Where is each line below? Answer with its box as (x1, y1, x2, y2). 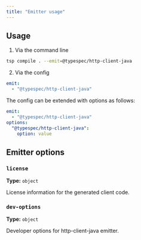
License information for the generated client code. (6, 189, 130, 196)
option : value (17, 131, 52, 137)
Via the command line (14, 47, 69, 54)
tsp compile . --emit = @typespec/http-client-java (6, 58, 133, 64)
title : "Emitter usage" (6, 8, 66, 15)
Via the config (14, 69, 50, 76)
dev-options (6, 204, 41, 211)
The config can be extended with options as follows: (6, 97, 136, 104)
